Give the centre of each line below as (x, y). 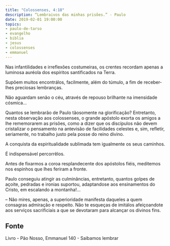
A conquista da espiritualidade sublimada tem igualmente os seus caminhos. (85, 144)
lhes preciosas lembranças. (34, 87)
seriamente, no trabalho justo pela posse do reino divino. (65, 134)
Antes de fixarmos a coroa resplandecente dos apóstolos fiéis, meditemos (83, 163)
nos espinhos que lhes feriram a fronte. (46, 169)
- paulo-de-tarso (24, 29)
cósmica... (16, 102)
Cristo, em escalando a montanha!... (43, 189)
